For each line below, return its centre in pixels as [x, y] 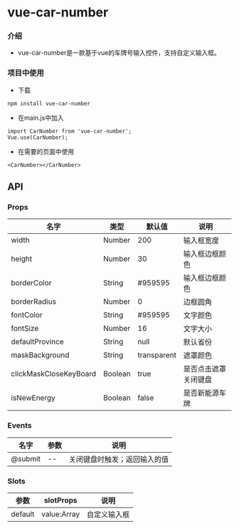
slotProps [60, 500]
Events [20, 426]
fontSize [25, 329]
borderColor [31, 283]
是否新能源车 [205, 393]
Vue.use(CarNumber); [38, 137]
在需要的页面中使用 [46, 151]
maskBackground [40, 355]
